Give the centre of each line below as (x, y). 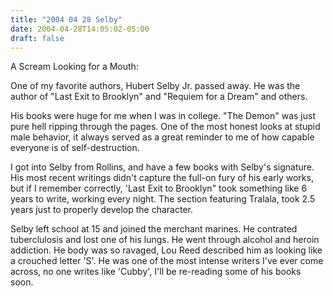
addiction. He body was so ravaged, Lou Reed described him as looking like (166, 250)
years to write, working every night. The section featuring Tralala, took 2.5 (163, 199)
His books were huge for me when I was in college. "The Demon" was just (163, 116)
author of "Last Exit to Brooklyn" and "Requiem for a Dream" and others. (159, 97)
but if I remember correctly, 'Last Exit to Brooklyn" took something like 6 (159, 188)
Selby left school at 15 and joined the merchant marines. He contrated (154, 229)
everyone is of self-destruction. (75, 148)
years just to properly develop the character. (101, 210)
